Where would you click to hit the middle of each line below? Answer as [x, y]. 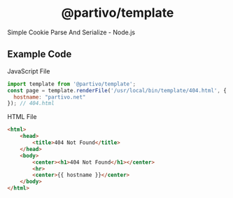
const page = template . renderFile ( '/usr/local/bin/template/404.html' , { [117, 90]
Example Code [40, 54]
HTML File [22, 117]
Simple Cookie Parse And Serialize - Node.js [71, 32]
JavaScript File [29, 71]
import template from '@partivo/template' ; [72, 84]
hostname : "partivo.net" [50, 97]
